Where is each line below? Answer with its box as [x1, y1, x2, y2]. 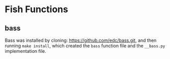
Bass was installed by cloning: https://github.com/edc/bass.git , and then [5, 37, 157, 43]
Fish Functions [5, 4, 68, 15]
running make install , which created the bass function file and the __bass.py [5, 43, 165, 49]
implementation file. [5, 48, 46, 54]
